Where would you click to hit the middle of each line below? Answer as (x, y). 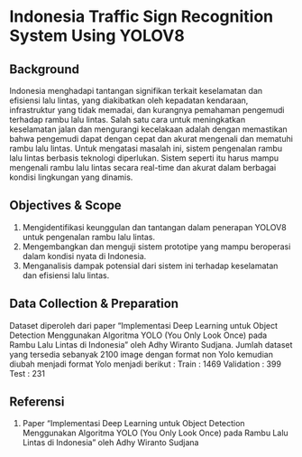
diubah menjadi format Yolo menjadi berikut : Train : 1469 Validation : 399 (146, 364)
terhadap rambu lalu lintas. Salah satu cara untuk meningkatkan (128, 120)
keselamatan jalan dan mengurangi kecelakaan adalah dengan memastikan (149, 129)
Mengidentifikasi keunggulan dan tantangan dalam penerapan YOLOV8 (154, 227)
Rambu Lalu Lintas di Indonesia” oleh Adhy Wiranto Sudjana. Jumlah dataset (151, 344)
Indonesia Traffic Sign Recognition (142, 17)
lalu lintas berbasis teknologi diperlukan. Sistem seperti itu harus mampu (144, 158)
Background (44, 69)
